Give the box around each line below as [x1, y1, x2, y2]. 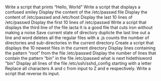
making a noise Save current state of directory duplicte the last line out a [5, 30, 150, 35]
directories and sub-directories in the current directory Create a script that [5, 40, 154, 45]
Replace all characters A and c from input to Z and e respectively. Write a [5, 66, 151, 71]
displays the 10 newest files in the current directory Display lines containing [5, 45, 156, 51]
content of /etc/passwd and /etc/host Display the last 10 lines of [5, 14, 133, 20]
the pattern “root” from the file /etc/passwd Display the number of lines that [5, 50, 157, 56]
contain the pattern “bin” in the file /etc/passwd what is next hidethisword [5, 55, 152, 61]
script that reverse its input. [5, 71, 60, 76]
